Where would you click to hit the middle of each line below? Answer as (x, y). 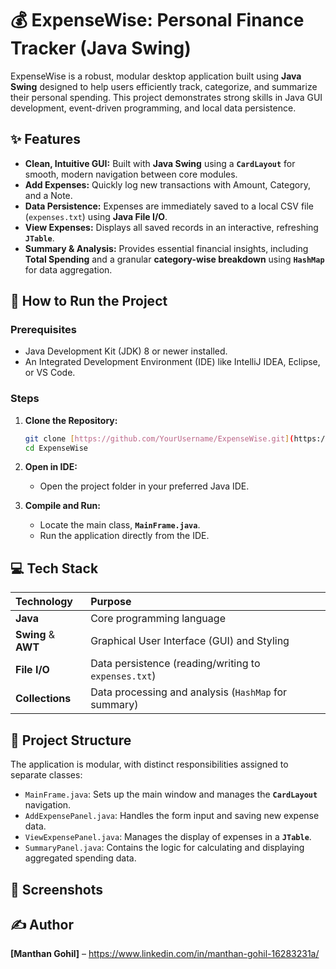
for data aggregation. (68, 269)
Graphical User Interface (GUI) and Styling (190, 641)
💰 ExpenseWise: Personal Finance (157, 20)
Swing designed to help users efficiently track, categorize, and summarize (164, 86)
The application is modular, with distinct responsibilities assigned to (149, 764)
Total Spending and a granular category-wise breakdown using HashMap (174, 259)
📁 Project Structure (71, 740)
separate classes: (46, 775)
